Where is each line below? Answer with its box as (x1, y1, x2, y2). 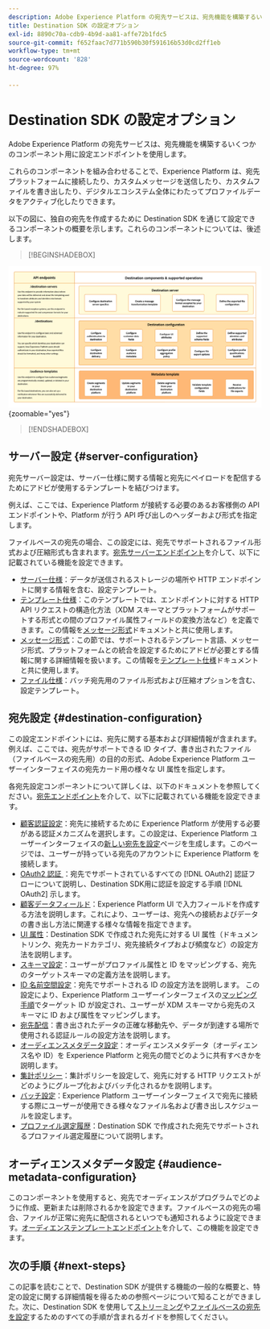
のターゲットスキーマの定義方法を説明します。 (19, 970, 175, 980)
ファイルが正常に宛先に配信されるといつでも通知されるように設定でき (22, 1213, 255, 1223)
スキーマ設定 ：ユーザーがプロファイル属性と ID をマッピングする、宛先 (19, 960, 257, 969)
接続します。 (19, 859, 63, 869)
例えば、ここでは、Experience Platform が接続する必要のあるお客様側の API (8, 500, 260, 510)
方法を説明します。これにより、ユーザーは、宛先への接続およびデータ (27, 910, 259, 919)
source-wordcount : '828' (8, 56, 92, 64)
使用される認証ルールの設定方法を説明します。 (19, 1031, 175, 1040)
